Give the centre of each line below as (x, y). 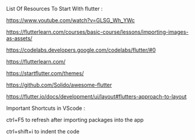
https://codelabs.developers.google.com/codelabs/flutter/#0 (81, 50)
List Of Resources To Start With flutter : (54, 9)
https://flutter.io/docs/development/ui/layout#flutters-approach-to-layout (97, 96)
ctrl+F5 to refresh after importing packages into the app (75, 120)
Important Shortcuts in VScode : (46, 108)
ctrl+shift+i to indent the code (43, 131)
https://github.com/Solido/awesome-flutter (59, 85)
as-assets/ (19, 38)
